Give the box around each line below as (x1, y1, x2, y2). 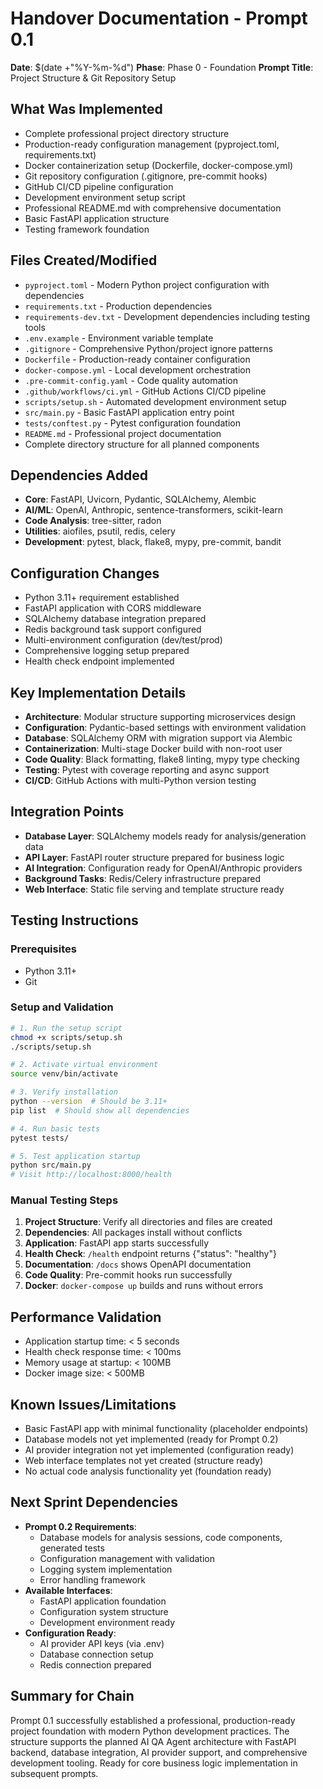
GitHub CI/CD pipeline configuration (24, 180, 174, 192)
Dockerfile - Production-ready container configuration (24, 353, 251, 365)
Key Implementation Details (10, 684, 187, 701)
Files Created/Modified (10, 252, 158, 269)
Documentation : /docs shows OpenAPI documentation (24, 1258, 252, 1271)
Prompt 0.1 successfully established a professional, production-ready (10, 1714, 296, 1726)
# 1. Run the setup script (10, 1023, 123, 1033)
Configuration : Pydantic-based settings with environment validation (24, 722, 307, 733)
